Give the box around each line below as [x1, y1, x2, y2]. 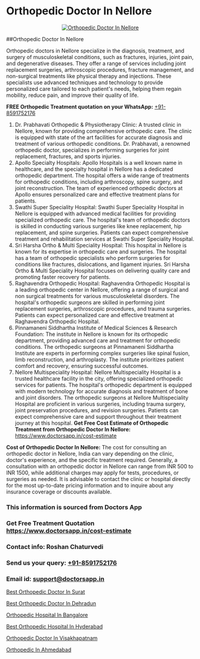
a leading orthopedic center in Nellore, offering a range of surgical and [14, 286, 189, 293]
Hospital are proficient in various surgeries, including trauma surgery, [14, 400, 186, 407]
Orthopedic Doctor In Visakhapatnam [6, 635, 98, 642]
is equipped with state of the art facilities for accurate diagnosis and [14, 133, 183, 141]
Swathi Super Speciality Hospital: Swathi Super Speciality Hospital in [14, 203, 184, 210]
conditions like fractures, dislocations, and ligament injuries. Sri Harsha [14, 260, 190, 268]
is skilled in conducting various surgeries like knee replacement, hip [14, 222, 182, 229]
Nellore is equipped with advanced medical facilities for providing [14, 210, 176, 217]
